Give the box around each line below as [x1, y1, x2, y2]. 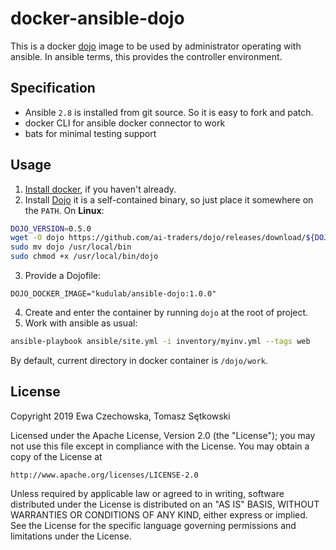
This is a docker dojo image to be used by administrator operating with [10, 40, 302, 52]
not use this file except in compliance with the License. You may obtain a [10, 440, 310, 452]
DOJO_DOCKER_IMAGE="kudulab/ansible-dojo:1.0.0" [10, 289, 217, 299]
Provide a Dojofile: [24, 270, 102, 282]
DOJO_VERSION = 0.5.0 [10, 223, 92, 234]
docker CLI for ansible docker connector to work [24, 117, 226, 129]
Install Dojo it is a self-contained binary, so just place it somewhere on [24, 193, 314, 206]
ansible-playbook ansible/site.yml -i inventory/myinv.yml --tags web [10, 337, 311, 347]
